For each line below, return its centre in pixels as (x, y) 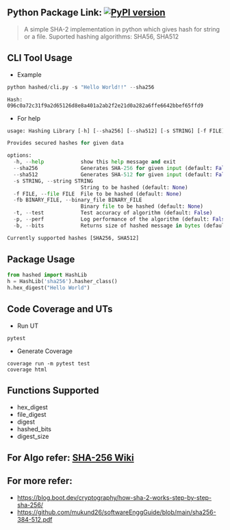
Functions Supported (53, 390)
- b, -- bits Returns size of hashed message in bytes (107, 226)
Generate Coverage (45, 351)
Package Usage (41, 260)
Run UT (28, 326)
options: (20, 156)
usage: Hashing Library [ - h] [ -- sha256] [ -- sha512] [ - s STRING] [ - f (107, 131)
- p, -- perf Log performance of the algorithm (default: (112, 219)
